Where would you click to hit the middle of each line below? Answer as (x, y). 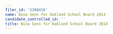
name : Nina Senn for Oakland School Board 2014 (56, 14)
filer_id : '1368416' (27, 10)
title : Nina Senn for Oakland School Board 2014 (56, 24)
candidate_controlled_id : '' (35, 19)
